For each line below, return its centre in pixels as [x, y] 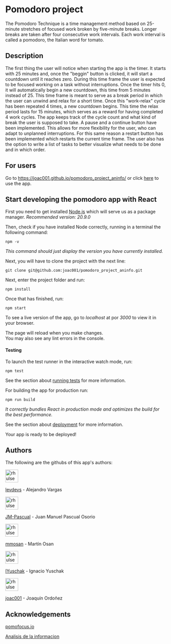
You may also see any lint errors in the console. [55, 339]
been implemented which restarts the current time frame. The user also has [85, 138]
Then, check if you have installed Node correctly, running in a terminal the [83, 227]
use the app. [18, 183]
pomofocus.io [20, 627]
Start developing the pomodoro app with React [81, 199]
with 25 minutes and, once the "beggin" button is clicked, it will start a [79, 74]
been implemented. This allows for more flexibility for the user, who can [81, 128]
